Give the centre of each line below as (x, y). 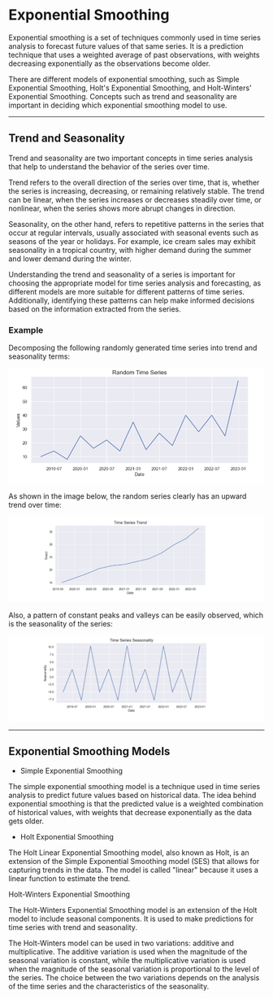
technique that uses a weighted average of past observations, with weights (134, 55)
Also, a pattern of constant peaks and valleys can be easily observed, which (136, 615)
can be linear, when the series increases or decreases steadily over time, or (135, 199)
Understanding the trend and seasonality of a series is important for (122, 274)
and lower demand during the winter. (70, 259)
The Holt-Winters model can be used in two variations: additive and (121, 943)
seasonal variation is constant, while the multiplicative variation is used (127, 961)
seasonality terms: (39, 356)
